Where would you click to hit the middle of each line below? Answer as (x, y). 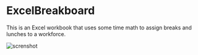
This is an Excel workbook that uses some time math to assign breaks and (99, 28)
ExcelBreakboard (51, 11)
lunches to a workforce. (36, 34)
